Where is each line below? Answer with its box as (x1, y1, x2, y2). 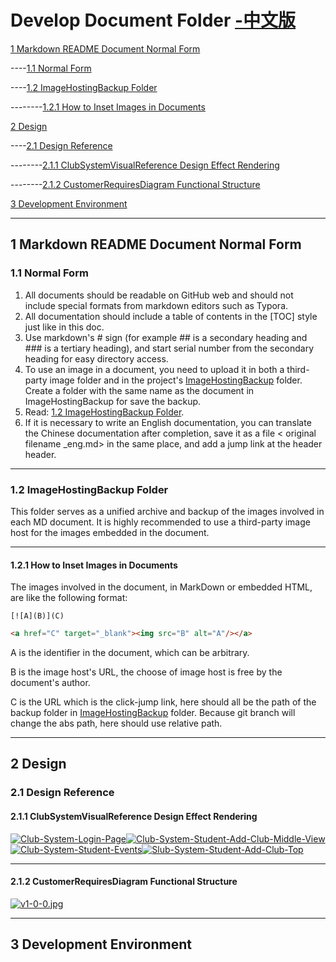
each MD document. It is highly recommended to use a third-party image (10, 516, 311, 528)
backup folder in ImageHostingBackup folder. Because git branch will (10, 707, 296, 718)
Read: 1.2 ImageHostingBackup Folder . (24, 406, 185, 418)
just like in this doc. (24, 321, 105, 333)
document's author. (10, 677, 91, 688)
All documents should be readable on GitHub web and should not (24, 289, 294, 301)
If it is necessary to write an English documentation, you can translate (24, 416, 312, 428)
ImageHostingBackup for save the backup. (24, 395, 202, 407)
